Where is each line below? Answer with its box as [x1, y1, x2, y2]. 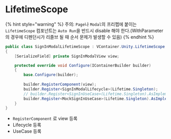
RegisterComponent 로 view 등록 [12, 115, 78, 122]
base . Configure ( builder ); [23, 73, 79, 78]
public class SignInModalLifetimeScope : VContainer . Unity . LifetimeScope [5, 44, 165, 49]
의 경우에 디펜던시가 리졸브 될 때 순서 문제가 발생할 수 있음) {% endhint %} [5, 34, 154, 40]
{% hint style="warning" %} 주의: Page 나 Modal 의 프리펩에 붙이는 [5, 21, 137, 27]
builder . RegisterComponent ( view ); [23, 82, 97, 87]
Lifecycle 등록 [12, 122, 42, 128]
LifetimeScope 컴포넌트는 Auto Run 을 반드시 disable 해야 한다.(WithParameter [5, 27, 164, 34]
